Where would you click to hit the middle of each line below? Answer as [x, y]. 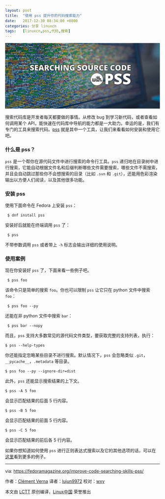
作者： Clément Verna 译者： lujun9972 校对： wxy [55, 481]
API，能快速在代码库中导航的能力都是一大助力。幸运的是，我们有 [94, 124]
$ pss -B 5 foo [21, 411]
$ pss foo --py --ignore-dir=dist [41, 372]
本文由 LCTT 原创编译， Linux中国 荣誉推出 [48, 492]
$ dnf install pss [26, 216]
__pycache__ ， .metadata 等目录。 [39, 361]
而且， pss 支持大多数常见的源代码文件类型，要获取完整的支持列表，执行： [80, 336]
